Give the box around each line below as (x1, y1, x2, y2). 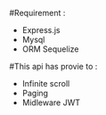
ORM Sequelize (21, 44, 79, 54)
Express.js (21, 25, 61, 35)
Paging (21, 88, 49, 98)
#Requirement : (9, 8, 66, 18)
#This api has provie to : (9, 62, 98, 71)
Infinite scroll (21, 78, 70, 88)
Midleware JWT (21, 97, 80, 108)
